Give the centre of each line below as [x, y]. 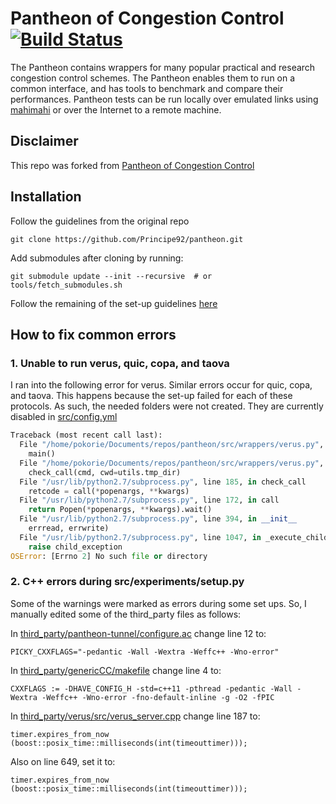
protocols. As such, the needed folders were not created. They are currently [167, 406]
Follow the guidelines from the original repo [100, 221]
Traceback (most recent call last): [86, 435]
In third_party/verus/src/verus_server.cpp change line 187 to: [135, 716]
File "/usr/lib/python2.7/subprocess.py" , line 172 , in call [149, 500]
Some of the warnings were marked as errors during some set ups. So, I [158, 603]
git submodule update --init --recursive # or [111, 276]
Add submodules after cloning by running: [97, 258]
